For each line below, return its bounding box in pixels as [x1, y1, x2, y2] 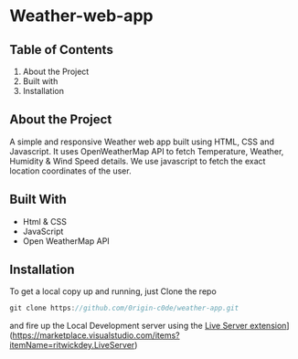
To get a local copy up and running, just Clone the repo [9, 286, 217, 297]
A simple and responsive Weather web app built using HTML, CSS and [9, 136, 274, 147]
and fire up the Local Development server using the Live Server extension [9, 321, 287, 332]
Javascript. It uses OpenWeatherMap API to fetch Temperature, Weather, [9, 145, 284, 156]
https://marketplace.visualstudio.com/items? [12, 330, 180, 341]
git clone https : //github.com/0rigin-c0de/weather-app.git [9, 303, 239, 313]
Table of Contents [9, 42, 114, 58]
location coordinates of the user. [9, 165, 132, 176]
